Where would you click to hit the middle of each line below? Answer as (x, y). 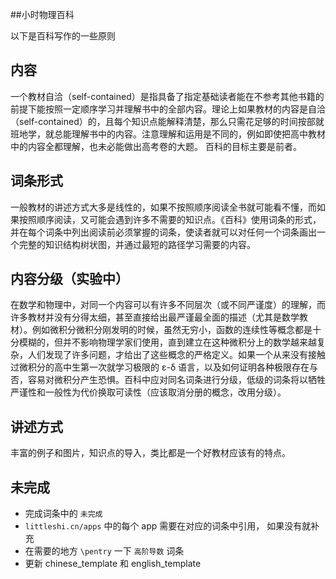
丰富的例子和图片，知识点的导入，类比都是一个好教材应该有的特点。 (150, 453)
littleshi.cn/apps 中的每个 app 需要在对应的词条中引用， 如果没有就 (168, 526)
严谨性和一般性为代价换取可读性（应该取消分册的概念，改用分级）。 (148, 392)
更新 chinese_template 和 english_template (113, 564)
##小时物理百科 (42, 14)
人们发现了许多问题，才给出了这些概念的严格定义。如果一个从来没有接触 (176, 355)
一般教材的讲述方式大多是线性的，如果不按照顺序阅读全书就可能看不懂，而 (163, 207)
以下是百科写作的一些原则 (63, 36)
